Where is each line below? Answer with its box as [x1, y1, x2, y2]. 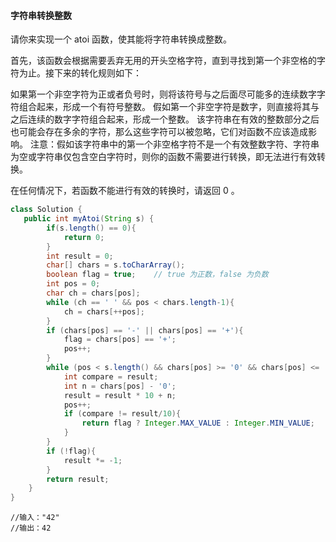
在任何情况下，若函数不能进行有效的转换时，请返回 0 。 [10, 185, 240, 197]
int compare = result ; [63, 371, 159, 382]
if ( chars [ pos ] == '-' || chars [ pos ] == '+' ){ [46, 325, 244, 335]
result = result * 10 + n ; [63, 390, 177, 400]
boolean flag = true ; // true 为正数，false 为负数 [46, 270, 269, 280]
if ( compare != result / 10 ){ [63, 409, 182, 419]
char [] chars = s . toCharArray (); [46, 260, 186, 270]
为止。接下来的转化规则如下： [18, 67, 142, 79]
